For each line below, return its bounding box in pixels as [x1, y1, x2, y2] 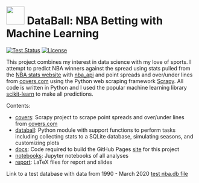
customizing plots [14, 139, 60, 146]
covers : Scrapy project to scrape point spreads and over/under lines [14, 113, 185, 120]
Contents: [6, 102, 31, 109]
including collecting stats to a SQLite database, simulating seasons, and [14, 132, 194, 140]
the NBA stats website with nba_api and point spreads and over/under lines [6, 71, 193, 78]
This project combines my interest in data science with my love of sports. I [6, 58, 191, 66]
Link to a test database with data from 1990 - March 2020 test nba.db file [6, 170, 188, 177]
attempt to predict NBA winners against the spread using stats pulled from [6, 64, 191, 72]
